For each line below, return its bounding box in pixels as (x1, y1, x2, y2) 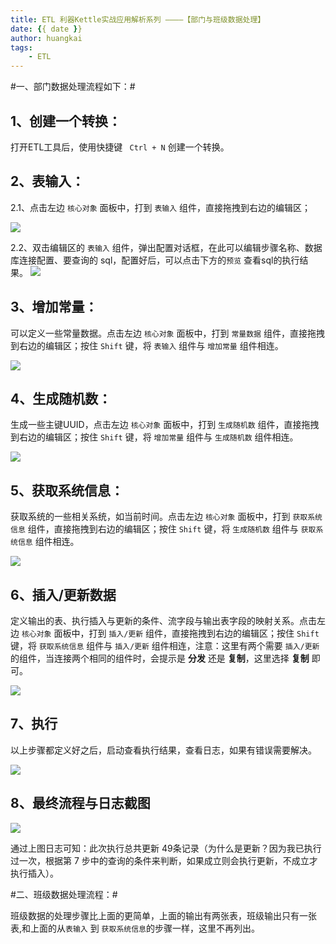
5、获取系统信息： (10, 482, 125, 499)
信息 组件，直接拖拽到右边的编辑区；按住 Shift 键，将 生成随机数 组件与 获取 (10, 523, 317, 535)
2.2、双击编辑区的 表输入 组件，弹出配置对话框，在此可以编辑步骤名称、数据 (10, 241, 323, 253)
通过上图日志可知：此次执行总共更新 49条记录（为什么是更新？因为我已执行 (10, 842, 322, 854)
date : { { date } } (10, 24, 83, 34)
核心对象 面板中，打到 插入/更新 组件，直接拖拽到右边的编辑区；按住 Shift (21, 627, 320, 639)
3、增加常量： (10, 299, 98, 316)
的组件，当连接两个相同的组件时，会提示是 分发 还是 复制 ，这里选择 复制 (10, 652, 310, 664)
